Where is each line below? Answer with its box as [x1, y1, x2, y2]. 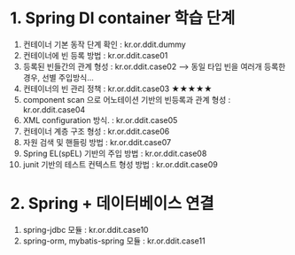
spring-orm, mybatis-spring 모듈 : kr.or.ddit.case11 [22, 236, 206, 246]
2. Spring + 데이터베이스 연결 [10, 194, 214, 213]
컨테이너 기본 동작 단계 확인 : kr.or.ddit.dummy [22, 39, 187, 50]
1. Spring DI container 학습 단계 [10, 8, 236, 28]
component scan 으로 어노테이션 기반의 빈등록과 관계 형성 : [22, 94, 231, 104]
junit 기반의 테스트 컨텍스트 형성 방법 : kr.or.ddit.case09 [22, 158, 218, 169]
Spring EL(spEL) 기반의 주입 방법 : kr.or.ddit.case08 [22, 148, 207, 158]
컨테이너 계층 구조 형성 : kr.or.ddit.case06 [22, 126, 170, 136]
